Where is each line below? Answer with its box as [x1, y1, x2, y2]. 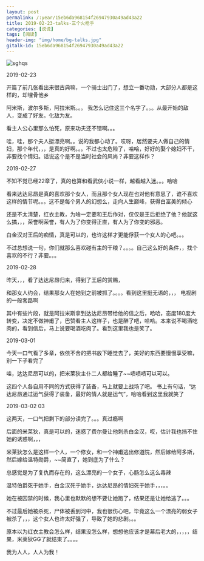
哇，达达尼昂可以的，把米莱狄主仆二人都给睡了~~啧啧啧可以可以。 [6, 369, 173, 377]
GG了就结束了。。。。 [32, 535, 81, 543]
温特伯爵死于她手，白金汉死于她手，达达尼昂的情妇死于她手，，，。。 [6, 482, 171, 489]
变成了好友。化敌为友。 [16, 112, 76, 119]
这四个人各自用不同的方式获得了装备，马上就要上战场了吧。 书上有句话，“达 [6, 383, 197, 390]
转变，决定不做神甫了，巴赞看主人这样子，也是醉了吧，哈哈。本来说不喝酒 [6, 317, 192, 324]
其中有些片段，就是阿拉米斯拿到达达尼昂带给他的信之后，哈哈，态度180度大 [6, 309, 196, 317]
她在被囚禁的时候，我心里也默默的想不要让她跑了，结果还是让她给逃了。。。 [6, 494, 192, 502]
